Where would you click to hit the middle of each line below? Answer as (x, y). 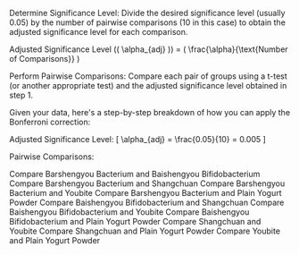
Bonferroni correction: (50, 122)
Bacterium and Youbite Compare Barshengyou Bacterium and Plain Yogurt (146, 193)
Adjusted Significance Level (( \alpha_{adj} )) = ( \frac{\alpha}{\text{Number (149, 49)
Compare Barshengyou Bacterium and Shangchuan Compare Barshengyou (147, 183)
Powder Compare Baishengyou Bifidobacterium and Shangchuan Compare (147, 202)
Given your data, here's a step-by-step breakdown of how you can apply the (150, 112)
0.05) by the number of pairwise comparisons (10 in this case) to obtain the (147, 22)
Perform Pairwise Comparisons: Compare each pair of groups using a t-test (148, 76)
